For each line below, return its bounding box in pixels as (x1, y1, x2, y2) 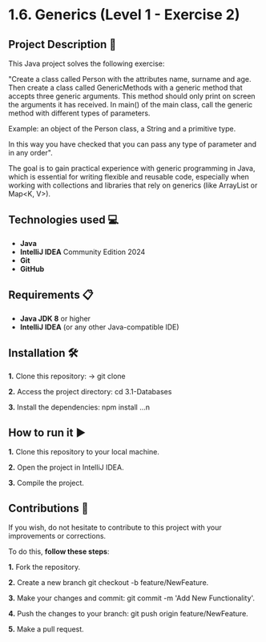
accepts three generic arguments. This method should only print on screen (8, 91, 256, 101)
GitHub (19, 264, 45, 273)
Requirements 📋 (8, 289, 94, 302)
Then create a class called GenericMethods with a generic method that (8, 83, 243, 92)
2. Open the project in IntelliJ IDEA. (8, 462, 124, 472)
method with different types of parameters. (8, 108, 151, 118)
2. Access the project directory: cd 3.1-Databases (8, 387, 172, 397)
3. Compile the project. (8, 478, 84, 488)
